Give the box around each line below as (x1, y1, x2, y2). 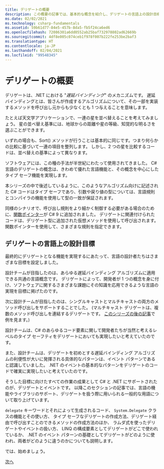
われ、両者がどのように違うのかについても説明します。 (5, 438, 116, 444)
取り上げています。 (13, 397, 52, 403)
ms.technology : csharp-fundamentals (5, 21, 80, 26)
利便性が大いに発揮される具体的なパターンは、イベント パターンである (13, 356, 156, 362)
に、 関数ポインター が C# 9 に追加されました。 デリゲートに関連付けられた (5, 211, 155, 218)
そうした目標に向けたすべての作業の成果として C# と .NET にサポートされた (5, 379, 158, 384)
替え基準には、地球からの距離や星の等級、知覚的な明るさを (36, 121, 156, 127)
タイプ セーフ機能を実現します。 (5, 172, 70, 179)
